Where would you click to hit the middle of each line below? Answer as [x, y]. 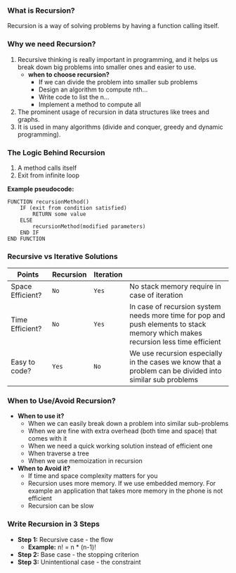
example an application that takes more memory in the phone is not [125, 491]
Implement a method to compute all [90, 104]
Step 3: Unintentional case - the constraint [79, 562]
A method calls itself [47, 168]
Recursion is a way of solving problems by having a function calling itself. [113, 26]
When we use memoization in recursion [85, 461]
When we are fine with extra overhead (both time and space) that [122, 431]
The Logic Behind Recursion [56, 152]
